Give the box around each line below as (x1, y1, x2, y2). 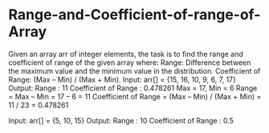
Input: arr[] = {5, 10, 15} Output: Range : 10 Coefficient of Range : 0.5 (8, 115, 234, 125)
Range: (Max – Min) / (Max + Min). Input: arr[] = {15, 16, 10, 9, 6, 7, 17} (8, 75, 237, 84)
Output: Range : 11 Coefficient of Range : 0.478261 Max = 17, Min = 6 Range (8, 83, 258, 93)
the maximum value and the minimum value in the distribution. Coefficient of (8, 66, 261, 75)
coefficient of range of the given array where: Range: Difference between (8, 58, 251, 67)
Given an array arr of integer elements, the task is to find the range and (8, 49, 243, 58)
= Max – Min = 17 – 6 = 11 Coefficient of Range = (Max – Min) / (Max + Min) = (8, 91, 262, 101)
